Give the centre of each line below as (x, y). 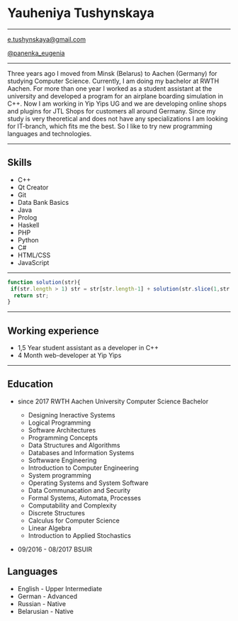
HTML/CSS (34, 255)
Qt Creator (33, 187)
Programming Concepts (63, 437)
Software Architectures (62, 430)
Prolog (27, 217)
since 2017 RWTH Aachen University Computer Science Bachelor (113, 401)
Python (28, 240)
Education (30, 384)
